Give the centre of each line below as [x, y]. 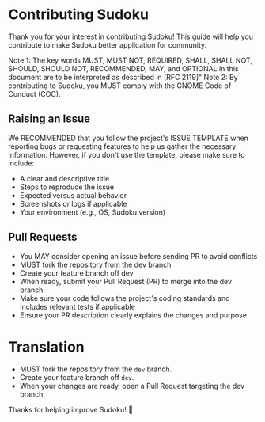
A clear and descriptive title [64, 178]
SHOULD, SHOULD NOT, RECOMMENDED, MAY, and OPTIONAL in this [123, 68]
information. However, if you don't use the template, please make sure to [127, 154]
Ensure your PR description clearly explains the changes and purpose [133, 315]
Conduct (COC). [34, 93]
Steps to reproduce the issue [67, 187]
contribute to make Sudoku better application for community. [108, 44]
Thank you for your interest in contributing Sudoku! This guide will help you [131, 36]
